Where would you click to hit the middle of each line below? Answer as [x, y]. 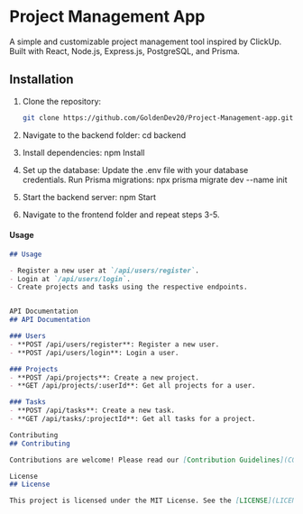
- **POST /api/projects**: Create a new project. [105, 377]
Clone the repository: [62, 101]
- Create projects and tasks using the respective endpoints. [129, 287]
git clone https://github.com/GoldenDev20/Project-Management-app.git [158, 118]
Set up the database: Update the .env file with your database [135, 170]
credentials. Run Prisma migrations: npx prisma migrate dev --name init [155, 179]
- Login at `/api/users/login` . [70, 279]
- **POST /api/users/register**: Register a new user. [115, 344]
